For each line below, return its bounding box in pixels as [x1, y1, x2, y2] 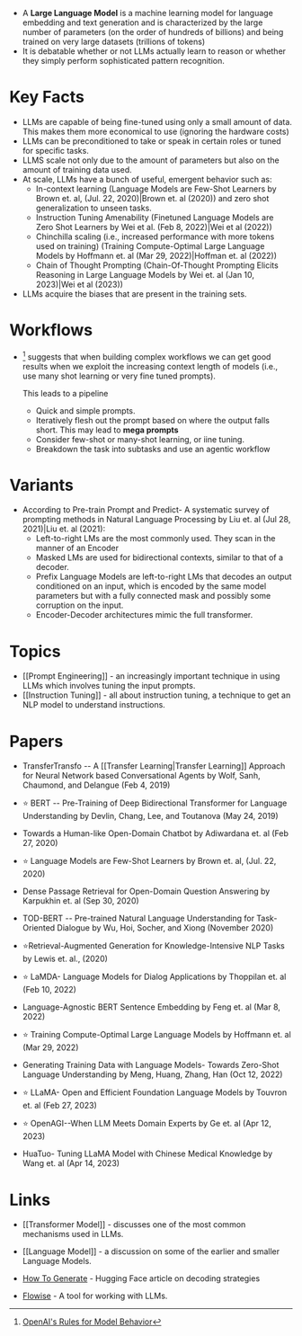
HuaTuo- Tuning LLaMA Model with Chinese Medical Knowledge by [22, 1148, 273, 1159]
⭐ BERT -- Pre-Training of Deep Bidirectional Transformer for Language [22, 797, 288, 808]
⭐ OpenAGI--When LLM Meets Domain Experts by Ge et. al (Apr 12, [22, 1118, 272, 1129]
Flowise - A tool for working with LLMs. [22, 1290, 168, 1302]
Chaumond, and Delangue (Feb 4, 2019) [22, 779, 171, 790]
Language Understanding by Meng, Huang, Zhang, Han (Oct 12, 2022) [22, 1069, 283, 1080]
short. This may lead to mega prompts [35, 424, 179, 435]
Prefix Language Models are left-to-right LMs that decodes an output [35, 571, 292, 583]
